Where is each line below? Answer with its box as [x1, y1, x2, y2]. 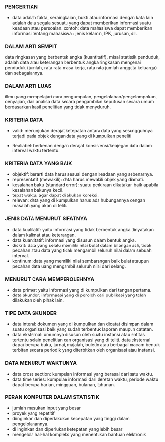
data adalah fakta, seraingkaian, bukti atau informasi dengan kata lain [12, 15, 154, 21]
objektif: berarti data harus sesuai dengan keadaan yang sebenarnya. [12, 171, 154, 177]
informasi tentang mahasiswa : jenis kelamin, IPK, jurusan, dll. [12, 31, 137, 37]
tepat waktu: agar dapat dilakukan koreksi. [12, 192, 99, 198]
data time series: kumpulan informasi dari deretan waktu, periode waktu [12, 376, 159, 382]
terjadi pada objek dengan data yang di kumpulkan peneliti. [12, 133, 133, 139]
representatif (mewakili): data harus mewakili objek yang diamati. [12, 177, 144, 183]
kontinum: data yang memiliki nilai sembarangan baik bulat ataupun [12, 258, 149, 264]
